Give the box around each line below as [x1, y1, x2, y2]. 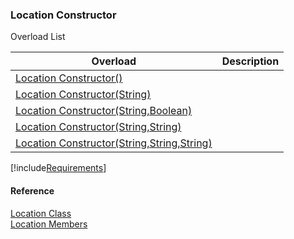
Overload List [10, 31, 66, 43]
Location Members [10, 218, 88, 230]
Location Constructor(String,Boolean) [15, 104, 193, 118]
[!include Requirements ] [10, 162, 107, 174]
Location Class [10, 207, 72, 219]
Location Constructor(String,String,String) [15, 136, 213, 150]
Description [221, 54, 280, 68]
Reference [10, 184, 55, 197]
